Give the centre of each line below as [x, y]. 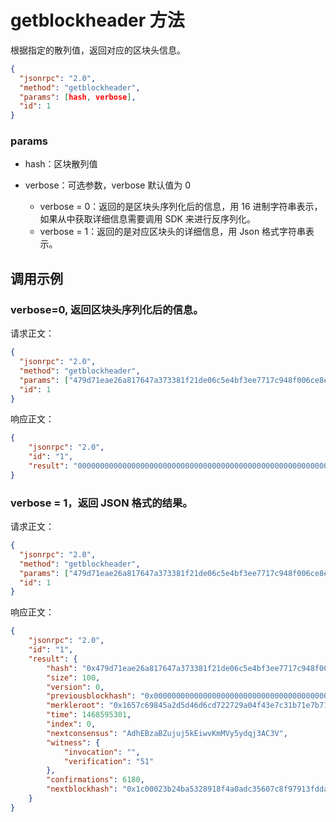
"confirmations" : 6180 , [95, 780]
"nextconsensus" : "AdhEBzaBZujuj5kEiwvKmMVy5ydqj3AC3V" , [167, 733]
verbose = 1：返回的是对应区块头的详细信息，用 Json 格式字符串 [173, 232]
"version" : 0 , [75, 687]
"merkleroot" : [75, 706]
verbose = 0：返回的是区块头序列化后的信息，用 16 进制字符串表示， [181, 207]
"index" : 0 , [71, 724]
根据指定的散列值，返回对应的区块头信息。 [98, 50]
